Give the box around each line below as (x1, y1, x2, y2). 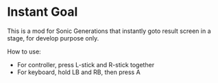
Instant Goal (7, 4, 78, 20)
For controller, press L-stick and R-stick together (16, 60, 155, 69)
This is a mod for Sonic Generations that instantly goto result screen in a (7, 27, 211, 35)
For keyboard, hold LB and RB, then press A (16, 68, 141, 76)
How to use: (7, 47, 41, 56)
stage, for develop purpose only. (7, 34, 99, 42)
